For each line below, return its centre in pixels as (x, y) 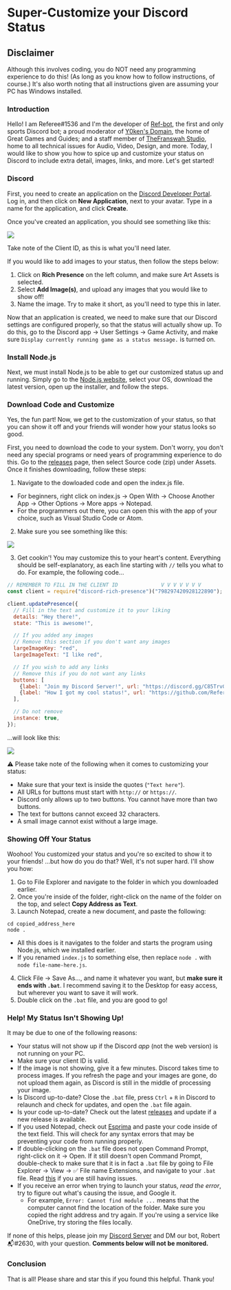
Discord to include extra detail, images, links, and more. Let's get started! (111, 161)
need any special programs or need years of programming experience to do (114, 455)
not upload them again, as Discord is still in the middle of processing (114, 1083)
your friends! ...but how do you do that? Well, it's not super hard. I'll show (111, 861)
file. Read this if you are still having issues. (77, 1178)
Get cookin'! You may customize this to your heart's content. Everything (119, 558)
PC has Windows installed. (45, 91)
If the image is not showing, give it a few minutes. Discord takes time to (118, 1068)
